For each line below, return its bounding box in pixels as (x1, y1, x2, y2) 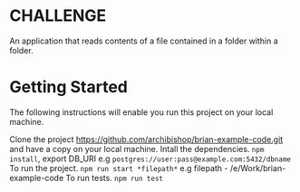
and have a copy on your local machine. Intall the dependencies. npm (9, 143, 265, 154)
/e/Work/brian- (229, 162, 286, 173)
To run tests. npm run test (65, 172, 163, 183)
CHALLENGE (9, 5, 107, 26)
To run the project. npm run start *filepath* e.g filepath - (9, 162, 228, 173)
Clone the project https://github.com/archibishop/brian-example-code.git (9, 133, 284, 145)
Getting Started (9, 77, 129, 98)
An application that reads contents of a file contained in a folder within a (9, 35, 278, 46)
